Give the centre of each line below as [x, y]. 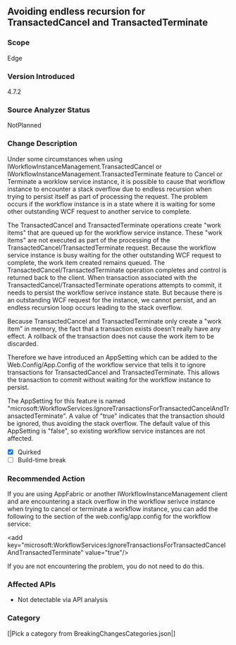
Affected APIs [32, 584]
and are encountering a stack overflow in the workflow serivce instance [111, 501]
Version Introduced [41, 76]
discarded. [23, 343]
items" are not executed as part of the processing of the [89, 240]
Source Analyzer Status [49, 110]
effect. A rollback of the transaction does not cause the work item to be [111, 336]
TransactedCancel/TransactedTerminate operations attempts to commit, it [114, 285]
